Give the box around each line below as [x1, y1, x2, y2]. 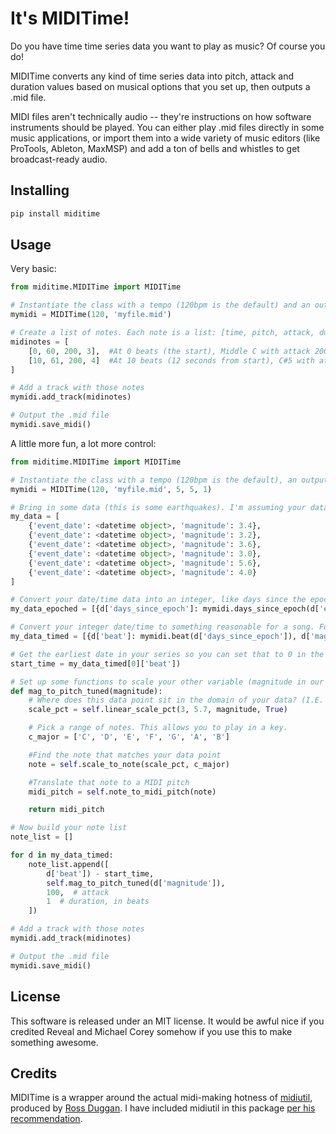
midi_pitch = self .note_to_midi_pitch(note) [28, 787, 217, 797]
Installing [10, 182, 70, 199]
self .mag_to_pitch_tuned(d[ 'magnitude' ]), [46, 878, 226, 888]
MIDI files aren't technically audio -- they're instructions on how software [10, 110, 312, 122]
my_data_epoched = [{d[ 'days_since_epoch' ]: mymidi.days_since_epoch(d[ [10, 604, 320, 614]
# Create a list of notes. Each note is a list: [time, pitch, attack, [10, 328, 315, 338]
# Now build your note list [10, 823, 128, 833]
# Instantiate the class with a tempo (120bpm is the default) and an [10, 300, 311, 311]
